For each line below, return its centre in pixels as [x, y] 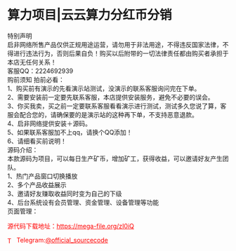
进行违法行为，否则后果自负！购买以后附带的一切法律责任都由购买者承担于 [121, 53]
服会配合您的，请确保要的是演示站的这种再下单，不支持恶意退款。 [103, 114]
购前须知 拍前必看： [36, 79]
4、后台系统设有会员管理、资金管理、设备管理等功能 [83, 202]
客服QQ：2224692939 [40, 71]
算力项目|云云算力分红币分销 [90, 15]
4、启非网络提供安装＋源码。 [50, 123]
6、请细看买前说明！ [37, 141]
